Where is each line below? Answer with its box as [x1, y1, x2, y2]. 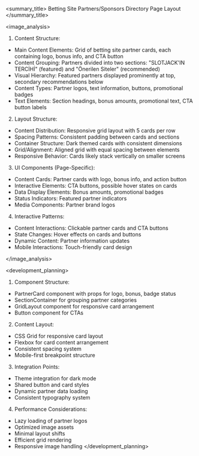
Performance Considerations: [14, 406, 88, 413]
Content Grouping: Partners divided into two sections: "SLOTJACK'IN [14, 59, 185, 66]
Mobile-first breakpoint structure [14, 352, 95, 359]
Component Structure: [14, 278, 70, 286]
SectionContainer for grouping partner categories [14, 296, 137, 304]
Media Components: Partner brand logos [14, 201, 115, 208]
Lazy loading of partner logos [14, 417, 88, 424]
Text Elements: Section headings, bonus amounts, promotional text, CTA [14, 97, 193, 104]
